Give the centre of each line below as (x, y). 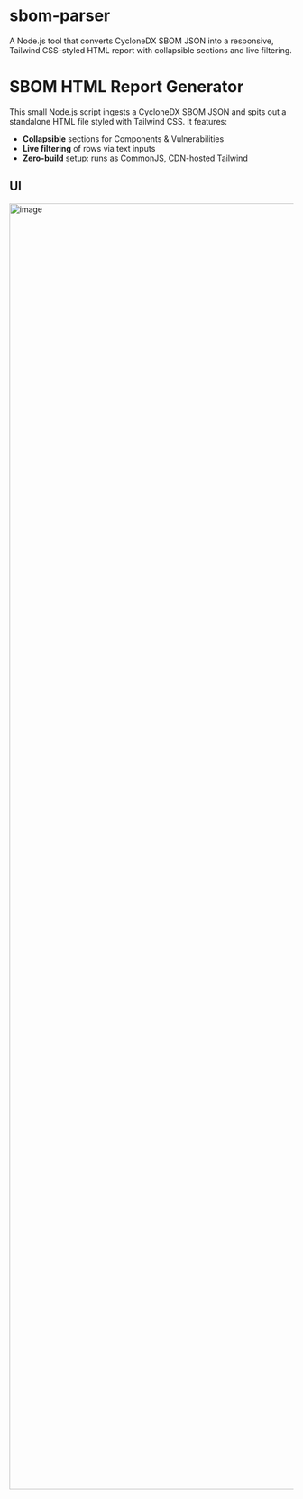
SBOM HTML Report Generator (127, 87)
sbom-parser (60, 16)
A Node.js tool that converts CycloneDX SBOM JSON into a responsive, (142, 41)
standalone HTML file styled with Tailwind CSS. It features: (118, 121)
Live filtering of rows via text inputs (89, 148)
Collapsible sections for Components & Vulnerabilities (123, 139)
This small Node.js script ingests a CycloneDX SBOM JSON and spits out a (148, 111)
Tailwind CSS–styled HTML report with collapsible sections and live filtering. (151, 50)
